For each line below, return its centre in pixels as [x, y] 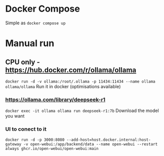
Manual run [30, 43]
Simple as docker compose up [36, 23]
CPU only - [23, 62]
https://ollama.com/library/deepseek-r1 [55, 99]
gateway [13, 144]
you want [15, 116]
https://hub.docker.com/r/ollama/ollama [71, 70]
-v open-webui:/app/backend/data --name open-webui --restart [91, 144]
